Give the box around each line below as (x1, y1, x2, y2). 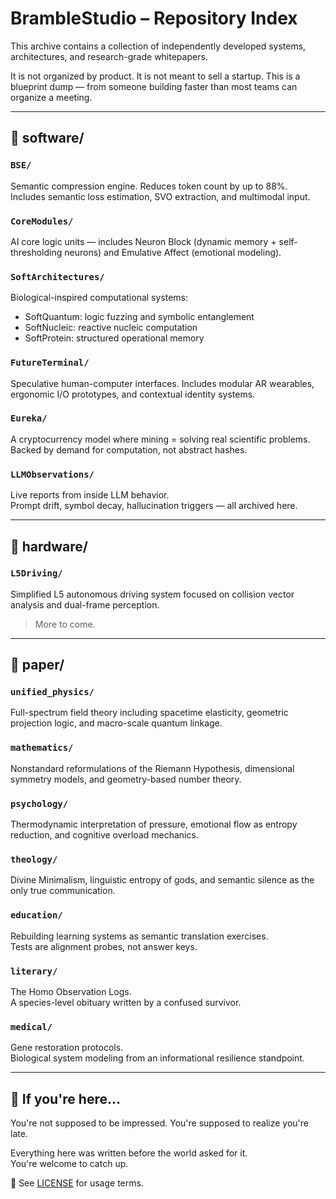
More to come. (34, 618, 96, 630)
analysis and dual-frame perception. (10, 598, 160, 611)
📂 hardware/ (10, 538, 88, 555)
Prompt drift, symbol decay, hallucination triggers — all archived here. (10, 500, 298, 512)
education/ (10, 910, 63, 921)
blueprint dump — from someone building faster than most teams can (10, 80, 298, 92)
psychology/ (10, 798, 69, 809)
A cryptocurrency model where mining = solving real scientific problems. (10, 433, 311, 445)
